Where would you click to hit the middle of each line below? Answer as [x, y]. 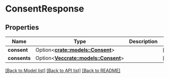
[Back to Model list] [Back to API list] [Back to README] [63, 70]
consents [19, 58]
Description [143, 42]
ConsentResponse [45, 9]
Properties [22, 27]
